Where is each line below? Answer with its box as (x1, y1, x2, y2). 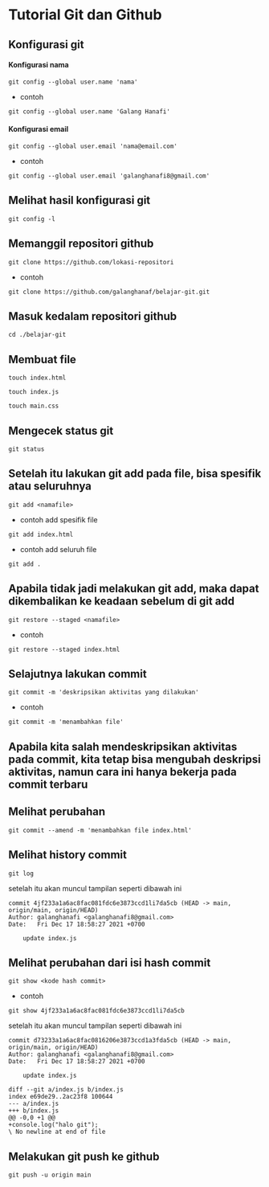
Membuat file (8, 352, 76, 366)
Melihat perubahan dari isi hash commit (8, 956, 211, 969)
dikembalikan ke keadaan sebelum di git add (8, 595, 235, 608)
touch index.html (8, 374, 67, 383)
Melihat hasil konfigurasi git (8, 194, 151, 207)
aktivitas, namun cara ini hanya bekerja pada (8, 765, 237, 779)
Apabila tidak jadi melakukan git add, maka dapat (8, 582, 259, 596)
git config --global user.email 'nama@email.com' (8, 142, 178, 150)
